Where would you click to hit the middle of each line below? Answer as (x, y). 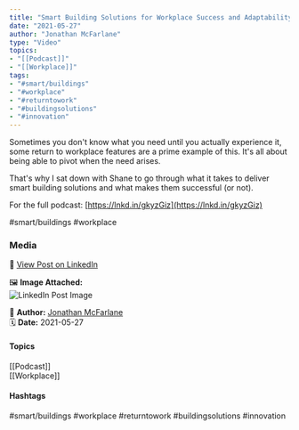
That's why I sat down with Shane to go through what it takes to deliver (139, 178)
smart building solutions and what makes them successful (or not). (131, 188)
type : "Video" (36, 42)
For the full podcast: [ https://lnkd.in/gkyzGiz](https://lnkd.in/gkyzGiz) (136, 205)
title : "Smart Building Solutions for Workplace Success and (125, 17)
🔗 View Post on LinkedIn (53, 264)
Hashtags (28, 396)
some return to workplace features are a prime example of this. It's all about (148, 151)
